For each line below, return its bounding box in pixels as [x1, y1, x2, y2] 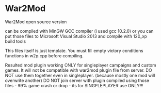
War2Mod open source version [5, 19, 67, 25]
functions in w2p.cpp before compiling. [5, 53, 84, 58]
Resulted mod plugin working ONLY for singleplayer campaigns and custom [5, 62, 156, 68]
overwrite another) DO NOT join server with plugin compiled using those [5, 78, 149, 83]
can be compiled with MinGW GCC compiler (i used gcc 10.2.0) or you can [5, 28, 154, 34]
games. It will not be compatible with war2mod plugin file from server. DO [5, 67, 152, 73]
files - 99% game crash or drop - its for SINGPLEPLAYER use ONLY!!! [5, 82, 144, 88]
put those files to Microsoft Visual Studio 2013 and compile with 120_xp [5, 33, 147, 39]
